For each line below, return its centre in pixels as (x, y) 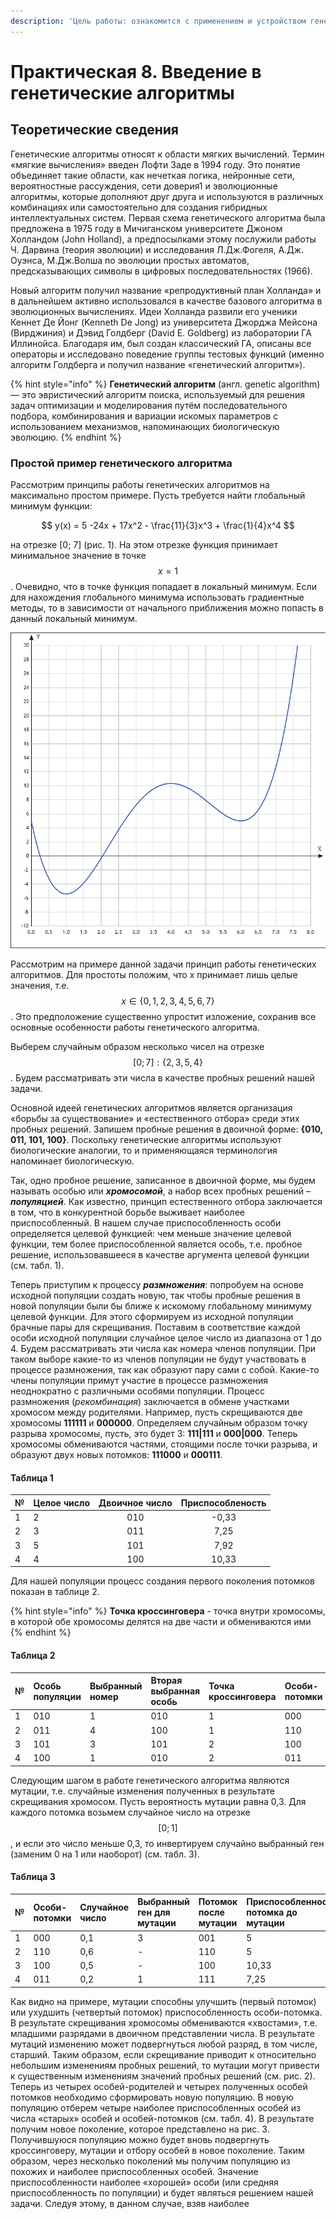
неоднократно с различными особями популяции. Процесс (137, 1391)
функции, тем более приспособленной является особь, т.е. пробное (156, 1244)
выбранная (175, 1691)
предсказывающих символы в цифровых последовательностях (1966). (161, 271)
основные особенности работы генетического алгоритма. (135, 1027)
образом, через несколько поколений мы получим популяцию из (150, 2161)
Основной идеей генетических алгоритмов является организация (151, 1108)
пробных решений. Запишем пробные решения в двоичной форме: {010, (166, 1129)
